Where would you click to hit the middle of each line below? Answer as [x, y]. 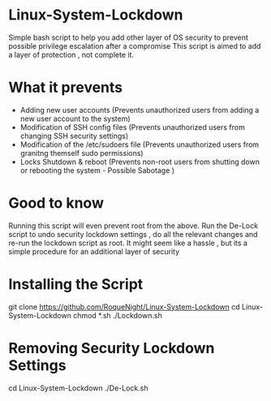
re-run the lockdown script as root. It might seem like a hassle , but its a [128, 243]
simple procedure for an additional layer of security [94, 251]
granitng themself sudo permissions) [82, 153]
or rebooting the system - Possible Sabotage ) [97, 170]
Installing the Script [76, 284]
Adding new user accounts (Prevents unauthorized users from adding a [140, 110]
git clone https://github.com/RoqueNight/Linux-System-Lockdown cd [125, 307]
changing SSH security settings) [74, 136]
